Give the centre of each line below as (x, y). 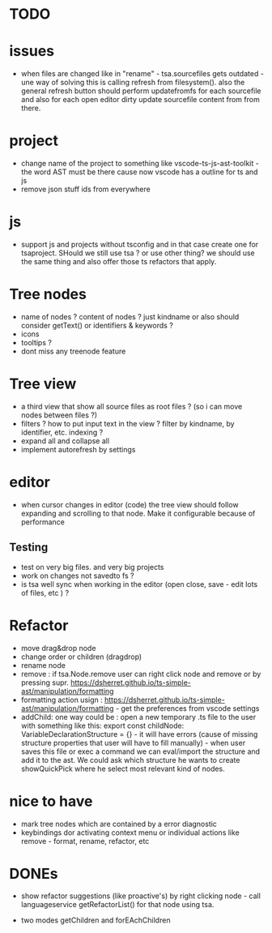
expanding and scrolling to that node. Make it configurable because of (138, 513)
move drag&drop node (58, 648)
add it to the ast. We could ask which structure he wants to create (130, 760)
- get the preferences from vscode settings (187, 708)
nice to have (51, 801)
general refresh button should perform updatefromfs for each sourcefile (141, 91)
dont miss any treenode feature (73, 351)
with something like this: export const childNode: (102, 725)
